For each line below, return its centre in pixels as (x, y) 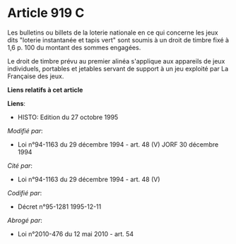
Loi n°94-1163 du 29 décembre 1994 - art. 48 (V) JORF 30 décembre (118, 144)
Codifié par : (25, 193)
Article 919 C (46, 13)
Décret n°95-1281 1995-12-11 (59, 207)
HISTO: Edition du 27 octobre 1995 (68, 117)
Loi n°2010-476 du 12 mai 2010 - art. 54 (76, 233)
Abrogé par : (25, 220)
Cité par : (20, 165)
